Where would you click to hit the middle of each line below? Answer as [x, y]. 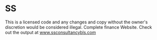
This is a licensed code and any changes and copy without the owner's [76, 22]
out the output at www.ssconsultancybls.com [50, 32]
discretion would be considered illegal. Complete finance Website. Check [78, 27]
